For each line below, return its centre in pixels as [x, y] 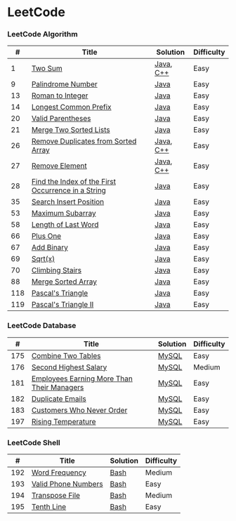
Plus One [46, 236]
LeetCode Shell [34, 442]
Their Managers [58, 387]
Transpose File [56, 496]
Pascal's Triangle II [63, 305]
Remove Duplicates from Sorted [84, 141]
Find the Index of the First [74, 182]
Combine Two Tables [66, 355]
